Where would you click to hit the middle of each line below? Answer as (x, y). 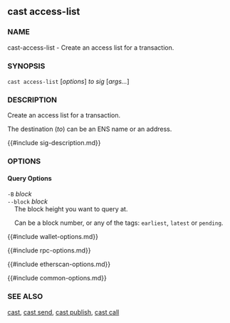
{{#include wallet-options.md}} (53, 237)
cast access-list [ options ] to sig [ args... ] (68, 81)
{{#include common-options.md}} (57, 278)
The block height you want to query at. (71, 209)
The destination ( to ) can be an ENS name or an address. (90, 129)
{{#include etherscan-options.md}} (59, 264)
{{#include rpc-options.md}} (49, 250)
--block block (28, 201)
